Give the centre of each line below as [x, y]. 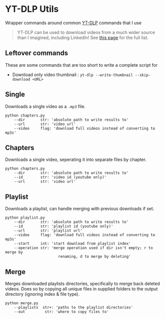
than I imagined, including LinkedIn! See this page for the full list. [83, 38]
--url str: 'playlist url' [48, 231]
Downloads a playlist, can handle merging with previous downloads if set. [80, 209]
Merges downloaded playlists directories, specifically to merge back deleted [82, 283]
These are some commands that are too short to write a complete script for [81, 65]
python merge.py [22, 303]
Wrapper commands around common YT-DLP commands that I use [73, 23]
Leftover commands [36, 53]
